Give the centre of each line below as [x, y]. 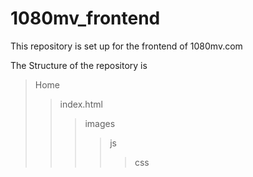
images [100, 123]
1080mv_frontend [85, 18]
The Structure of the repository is [79, 65]
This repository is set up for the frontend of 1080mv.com [126, 46]
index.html [81, 104]
